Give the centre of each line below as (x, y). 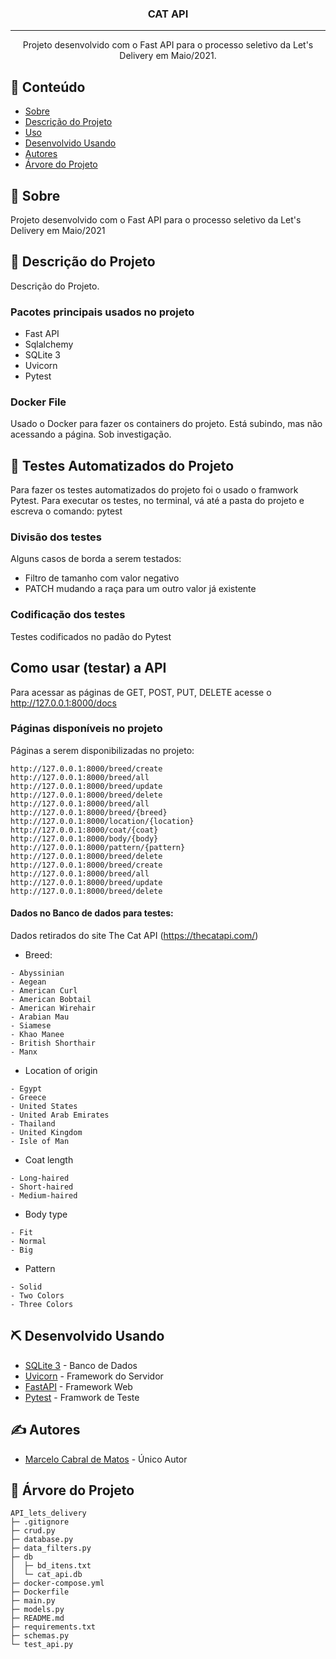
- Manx (24, 1052)
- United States (44, 1107)
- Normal (28, 1242)
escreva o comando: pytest (66, 511)
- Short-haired (42, 1187)
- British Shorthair (53, 1043)
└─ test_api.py (42, 1645)
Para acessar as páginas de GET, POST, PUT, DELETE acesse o (141, 692)
